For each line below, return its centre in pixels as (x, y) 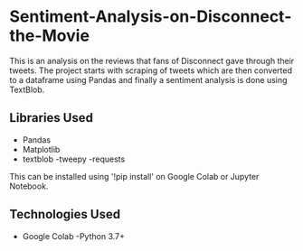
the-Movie (50, 36)
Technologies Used (65, 214)
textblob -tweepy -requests (74, 159)
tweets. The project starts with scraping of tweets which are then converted (151, 70)
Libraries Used (51, 118)
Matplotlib (41, 149)
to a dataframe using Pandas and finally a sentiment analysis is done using (148, 79)
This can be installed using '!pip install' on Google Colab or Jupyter (134, 176)
